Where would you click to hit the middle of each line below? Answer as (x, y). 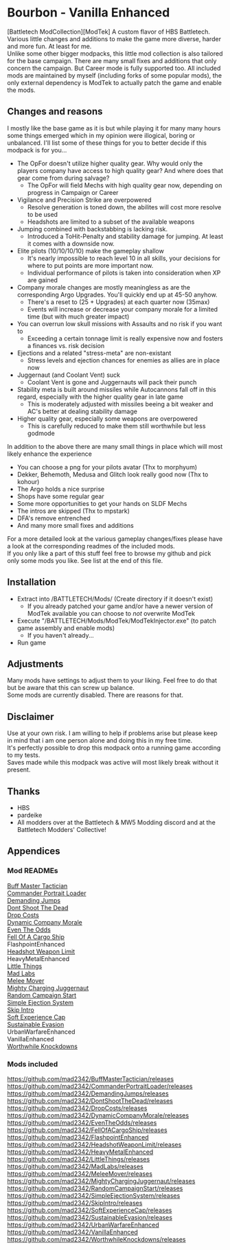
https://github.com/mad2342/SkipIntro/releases (75, 1203)
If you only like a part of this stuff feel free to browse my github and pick (109, 553)
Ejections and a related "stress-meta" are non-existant (94, 353)
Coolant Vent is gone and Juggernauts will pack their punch (112, 382)
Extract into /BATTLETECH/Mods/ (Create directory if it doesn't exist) (115, 599)
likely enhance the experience (50, 454)
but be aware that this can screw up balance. (71, 688)
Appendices (34, 852)
